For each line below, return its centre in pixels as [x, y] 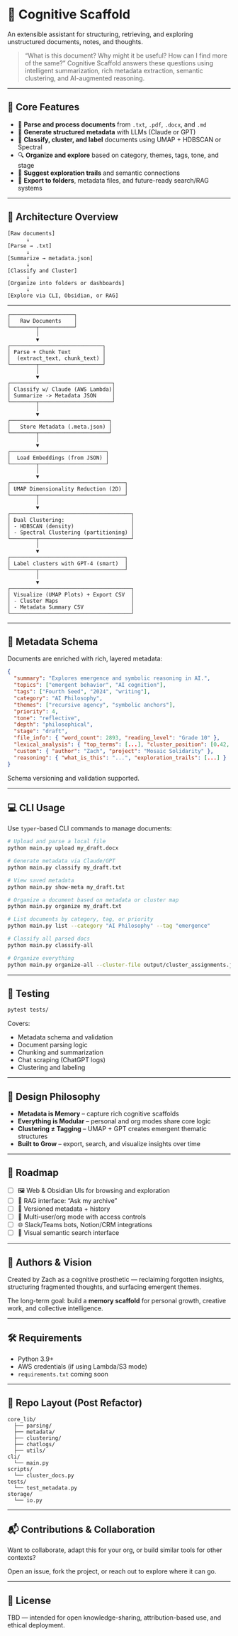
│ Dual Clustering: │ [71, 520]
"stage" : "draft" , [41, 732]
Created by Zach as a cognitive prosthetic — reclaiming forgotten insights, [116, 1279]
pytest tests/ [28, 1010]
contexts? [22, 1558]
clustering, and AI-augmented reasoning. [85, 78]
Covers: [19, 1024]
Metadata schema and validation [65, 1037]
